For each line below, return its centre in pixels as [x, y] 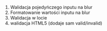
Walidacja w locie [28, 18]
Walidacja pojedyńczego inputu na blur [51, 7]
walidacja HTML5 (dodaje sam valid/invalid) [56, 23]
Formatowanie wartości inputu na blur [50, 12]
